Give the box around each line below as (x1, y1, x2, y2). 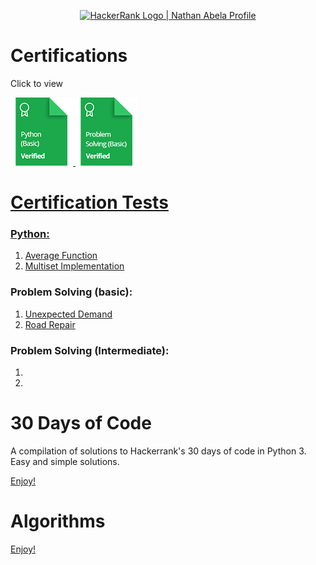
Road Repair (24, 318, 76, 330)
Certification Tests (10, 191, 169, 214)
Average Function (24, 250, 98, 262)
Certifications (10, 45, 128, 67)
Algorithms (10, 510, 106, 533)
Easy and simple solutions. (10, 455, 120, 467)
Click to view (10, 77, 64, 89)
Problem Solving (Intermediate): (10, 343, 170, 357)
